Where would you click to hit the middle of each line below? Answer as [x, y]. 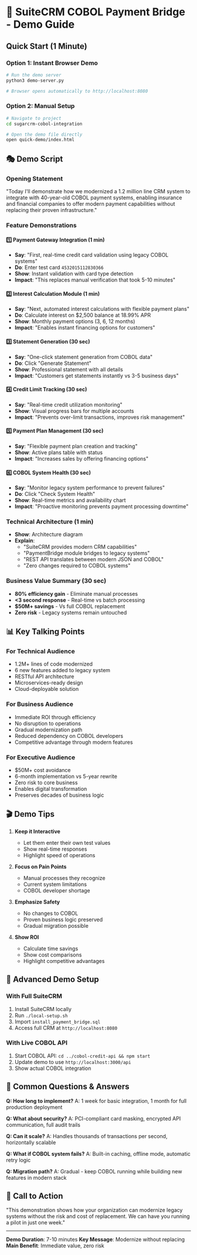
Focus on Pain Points [40, 867]
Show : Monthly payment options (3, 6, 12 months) [75, 321]
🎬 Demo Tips [30, 814]
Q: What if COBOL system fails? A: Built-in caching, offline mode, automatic [98, 1153]
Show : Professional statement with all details [69, 369]
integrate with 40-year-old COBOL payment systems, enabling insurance [94, 197]
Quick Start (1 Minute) [47, 46]
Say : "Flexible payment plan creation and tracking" [76, 446]
